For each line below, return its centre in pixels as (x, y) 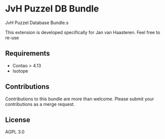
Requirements (27, 53)
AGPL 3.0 (15, 132)
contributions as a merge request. (40, 104)
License (18, 120)
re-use (12, 38)
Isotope (20, 71)
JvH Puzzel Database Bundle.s (37, 23)
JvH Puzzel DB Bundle (52, 9)
